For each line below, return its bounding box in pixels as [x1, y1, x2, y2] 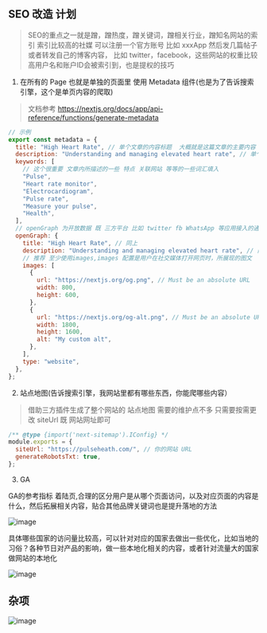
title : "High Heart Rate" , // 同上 [22, 239, 138, 247]
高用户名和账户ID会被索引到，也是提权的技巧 [27, 60, 175, 69]
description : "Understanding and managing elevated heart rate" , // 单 [15, 150, 257, 158]
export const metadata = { [8, 135, 98, 143]
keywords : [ [15, 158, 56, 166]
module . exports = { [8, 438, 73, 446]
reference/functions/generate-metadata [27, 112, 159, 122]
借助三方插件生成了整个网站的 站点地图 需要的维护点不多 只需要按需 [27, 404, 250, 414]
